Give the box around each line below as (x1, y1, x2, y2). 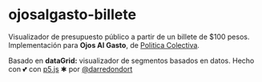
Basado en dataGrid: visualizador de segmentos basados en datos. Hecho (8, 56, 255, 65)
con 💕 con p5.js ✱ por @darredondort (8, 64, 133, 73)
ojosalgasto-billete (8, 6, 137, 24)
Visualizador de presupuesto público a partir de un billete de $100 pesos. (8, 32, 250, 41)
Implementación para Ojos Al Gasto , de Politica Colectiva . (8, 40, 200, 49)
